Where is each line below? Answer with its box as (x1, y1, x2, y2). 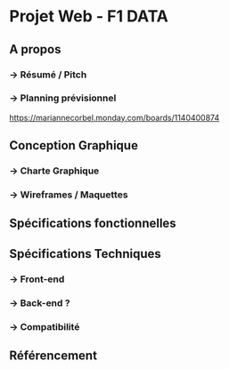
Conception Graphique (9, 138, 138, 153)
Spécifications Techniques (9, 246, 162, 261)
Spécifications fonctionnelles (9, 216, 176, 231)
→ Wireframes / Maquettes (9, 189, 128, 201)
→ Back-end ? (9, 296, 70, 309)
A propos (9, 42, 61, 57)
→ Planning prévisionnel (9, 92, 117, 104)
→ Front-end (9, 273, 65, 285)
